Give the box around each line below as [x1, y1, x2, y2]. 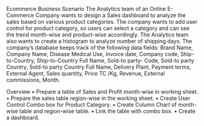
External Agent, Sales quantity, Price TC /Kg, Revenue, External [6, 70, 166, 77]
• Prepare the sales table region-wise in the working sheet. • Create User [6, 94, 191, 102]
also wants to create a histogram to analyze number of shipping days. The [6, 38, 192, 44]
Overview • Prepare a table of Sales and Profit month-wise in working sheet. [6, 88, 199, 95]
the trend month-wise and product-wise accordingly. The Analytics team [6, 31, 189, 38]
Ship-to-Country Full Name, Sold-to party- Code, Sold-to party [36, 57, 195, 64]
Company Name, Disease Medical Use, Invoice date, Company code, [6, 51, 180, 57]
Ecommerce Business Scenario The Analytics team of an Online [6, 5, 166, 12]
